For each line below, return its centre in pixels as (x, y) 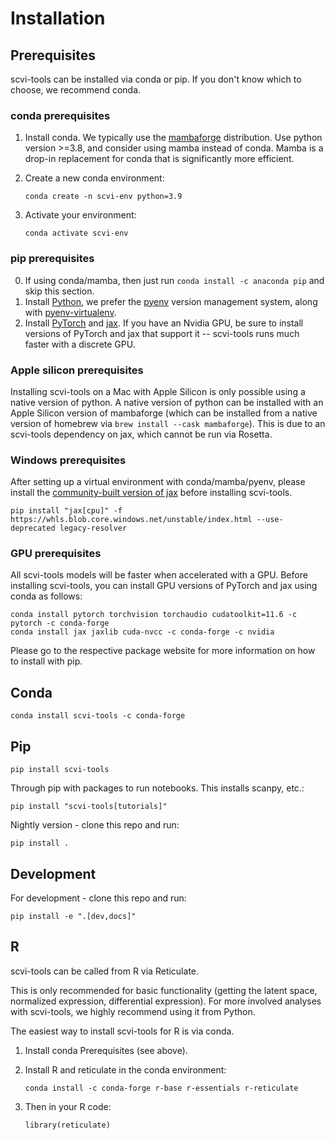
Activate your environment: (80, 215)
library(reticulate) (67, 1125)
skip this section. (59, 291)
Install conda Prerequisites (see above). (106, 1050)
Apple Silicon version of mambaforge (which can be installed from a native (164, 413)
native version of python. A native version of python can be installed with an (167, 402)
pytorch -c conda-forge (60, 623)
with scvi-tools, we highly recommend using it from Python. (133, 1011)
